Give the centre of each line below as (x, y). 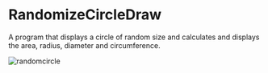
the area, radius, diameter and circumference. (84, 45)
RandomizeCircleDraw (85, 15)
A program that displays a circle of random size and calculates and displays (134, 37)
